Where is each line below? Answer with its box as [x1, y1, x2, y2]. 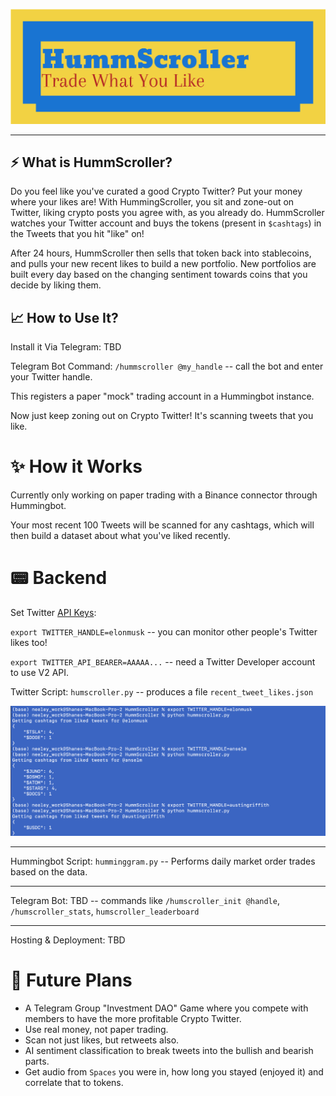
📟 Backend [10, 567, 108, 589]
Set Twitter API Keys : [10, 607, 97, 619]
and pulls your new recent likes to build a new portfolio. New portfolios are [10, 258, 317, 270]
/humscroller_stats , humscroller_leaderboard [10, 905, 200, 918]
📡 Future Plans [10, 969, 133, 992]
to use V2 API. [10, 667, 70, 679]
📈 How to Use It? [10, 309, 119, 326]
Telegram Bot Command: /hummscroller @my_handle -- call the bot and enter [10, 360, 324, 373]
